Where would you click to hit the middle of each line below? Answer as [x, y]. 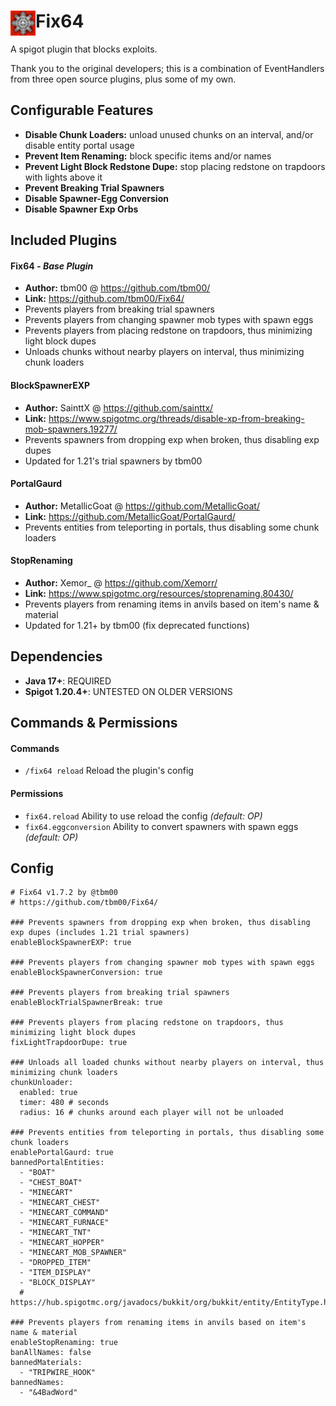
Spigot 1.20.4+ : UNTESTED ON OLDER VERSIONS [128, 691]
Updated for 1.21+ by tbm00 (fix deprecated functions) [137, 625]
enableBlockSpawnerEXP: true [71, 943]
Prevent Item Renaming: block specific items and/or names [148, 156]
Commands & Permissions [94, 723]
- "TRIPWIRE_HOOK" [58, 1373]
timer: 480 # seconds [64, 1103]
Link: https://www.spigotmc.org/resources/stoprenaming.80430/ [159, 593]
